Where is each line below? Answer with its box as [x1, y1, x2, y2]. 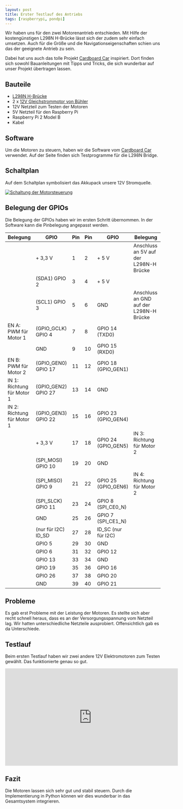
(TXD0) [97, 331, 114, 338]
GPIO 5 [36, 540, 53, 547]
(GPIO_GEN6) [97, 483, 129, 490]
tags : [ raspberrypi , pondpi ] [5, 16, 65, 21]
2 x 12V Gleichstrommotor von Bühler [12, 98, 88, 104]
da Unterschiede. [5, 626, 40, 632]
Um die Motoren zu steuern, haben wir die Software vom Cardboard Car [5, 147, 152, 153]
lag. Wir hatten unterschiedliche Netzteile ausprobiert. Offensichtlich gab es [5, 621, 159, 627]
